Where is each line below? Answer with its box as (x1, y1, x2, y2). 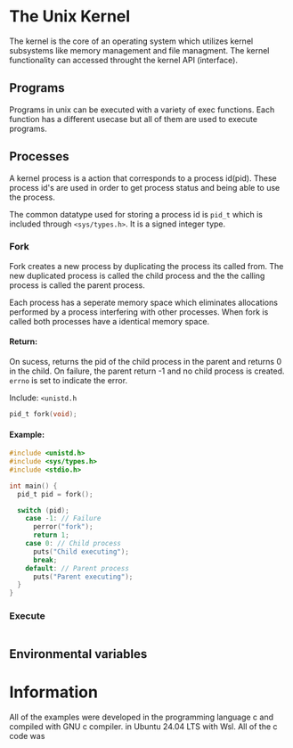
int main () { (9, 481, 58, 490)
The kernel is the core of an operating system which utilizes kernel (9, 36, 254, 46)
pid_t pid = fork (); (17, 489, 94, 498)
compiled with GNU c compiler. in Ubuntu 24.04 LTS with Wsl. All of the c (9, 720, 278, 732)
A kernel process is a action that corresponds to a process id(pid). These (9, 172, 278, 184)
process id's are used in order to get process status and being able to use (9, 182, 281, 193)
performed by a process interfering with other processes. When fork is (9, 306, 269, 317)
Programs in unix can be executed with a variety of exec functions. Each (9, 104, 275, 115)
